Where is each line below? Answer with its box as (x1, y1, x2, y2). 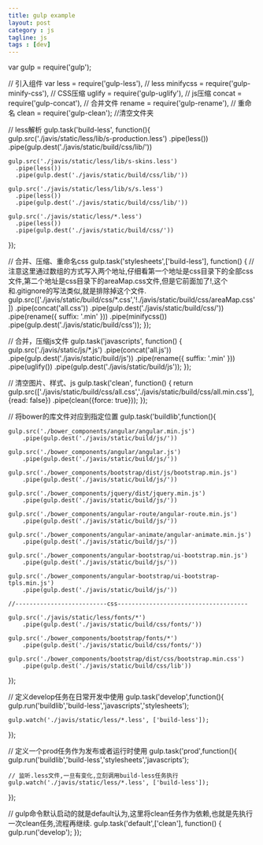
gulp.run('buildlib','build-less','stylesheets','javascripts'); (8, 755, 190, 765)
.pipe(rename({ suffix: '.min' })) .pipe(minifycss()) (8, 312, 168, 322)
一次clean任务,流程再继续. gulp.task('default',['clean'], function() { (8, 819, 222, 828)
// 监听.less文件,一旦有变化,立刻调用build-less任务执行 (8, 772, 179, 780)
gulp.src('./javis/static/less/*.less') (8, 213, 143, 221)
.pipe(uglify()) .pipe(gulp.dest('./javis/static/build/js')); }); (8, 362, 191, 371)
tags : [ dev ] (8, 41, 51, 49)
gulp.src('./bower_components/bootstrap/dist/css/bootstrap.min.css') (8, 655, 245, 663)
